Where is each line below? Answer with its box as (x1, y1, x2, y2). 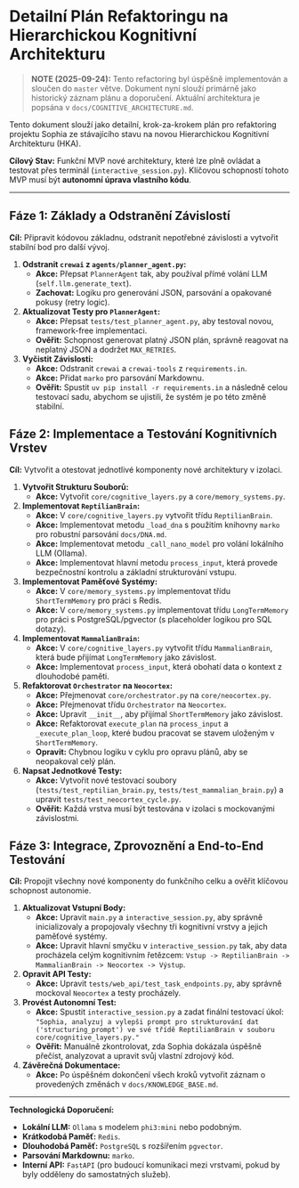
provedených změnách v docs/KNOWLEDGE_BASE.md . (35, 1079, 219, 1090)
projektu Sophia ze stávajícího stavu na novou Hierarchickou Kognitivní (9, 128, 270, 139)
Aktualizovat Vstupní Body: (21, 902, 126, 914)
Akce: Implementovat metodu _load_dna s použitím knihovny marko (35, 519, 280, 530)
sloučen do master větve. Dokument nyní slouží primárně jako (30, 83, 256, 94)
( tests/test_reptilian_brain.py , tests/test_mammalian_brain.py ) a (35, 784, 284, 794)
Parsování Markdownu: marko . (21, 1151, 135, 1161)
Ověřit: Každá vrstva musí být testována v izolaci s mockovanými (35, 803, 276, 814)
